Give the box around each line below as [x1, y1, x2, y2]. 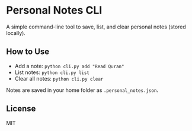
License [6, 104, 36, 114]
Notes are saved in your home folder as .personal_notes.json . [6, 87, 159, 94]
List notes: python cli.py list [14, 69, 90, 76]
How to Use [6, 47, 50, 57]
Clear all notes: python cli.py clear [14, 75, 104, 82]
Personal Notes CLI [6, 4, 103, 17]
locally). [6, 29, 25, 36]
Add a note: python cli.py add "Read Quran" [14, 62, 124, 69]
